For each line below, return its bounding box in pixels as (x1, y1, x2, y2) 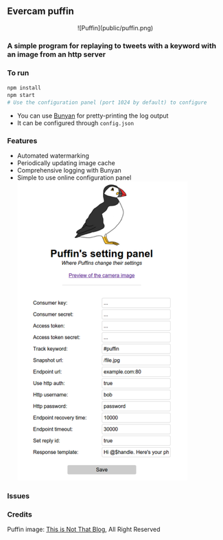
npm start (7, 91, 36, 98)
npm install (7, 85, 41, 91)
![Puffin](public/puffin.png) (77, 23, 154, 32)
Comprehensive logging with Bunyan (16, 166, 121, 174)
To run (7, 68, 30, 78)
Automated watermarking (16, 151, 89, 160)
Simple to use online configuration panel (16, 173, 132, 182)
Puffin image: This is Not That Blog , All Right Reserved (7, 526, 161, 534)
